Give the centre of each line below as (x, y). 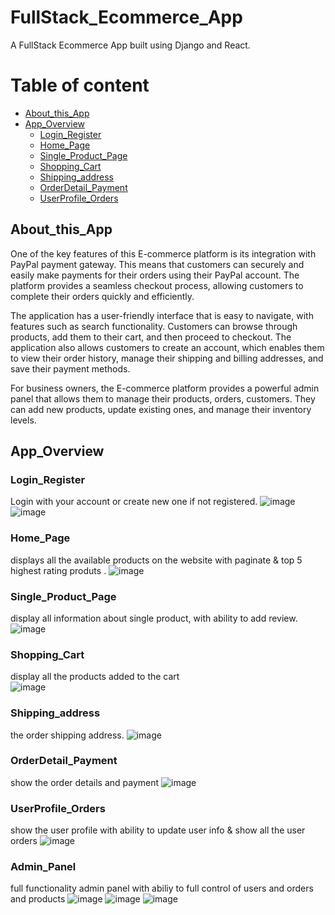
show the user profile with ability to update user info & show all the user (158, 830)
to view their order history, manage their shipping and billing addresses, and (167, 358)
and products (38, 899)
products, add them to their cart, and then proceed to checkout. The (151, 337)
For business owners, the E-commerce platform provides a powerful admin (165, 388)
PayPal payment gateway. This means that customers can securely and (157, 264)
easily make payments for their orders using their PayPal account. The (155, 275)
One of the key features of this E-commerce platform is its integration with (163, 253)
